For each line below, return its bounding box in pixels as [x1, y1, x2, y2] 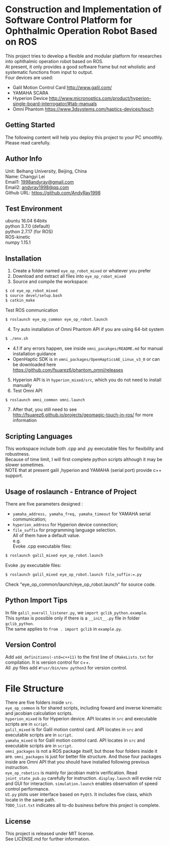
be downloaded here [12, 361, 56, 368]
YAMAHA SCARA [12, 90, 49, 96]
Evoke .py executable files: [5, 562, 61, 568]
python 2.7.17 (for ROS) [5, 229, 53, 235]
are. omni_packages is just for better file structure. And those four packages [5, 753, 161, 759]
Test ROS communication [5, 307, 58, 313]
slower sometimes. [5, 462, 45, 468]
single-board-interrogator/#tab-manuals [12, 100, 97, 106]
